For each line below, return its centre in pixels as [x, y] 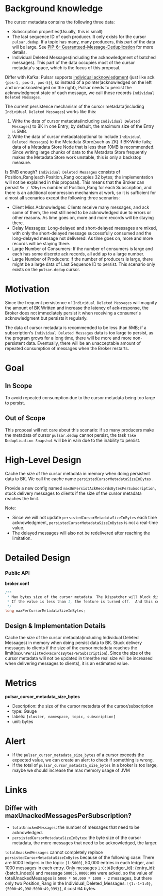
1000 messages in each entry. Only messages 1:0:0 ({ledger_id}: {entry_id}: [81, 868]
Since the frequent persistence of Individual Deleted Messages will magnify [81, 302]
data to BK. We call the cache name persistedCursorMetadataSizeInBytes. [79, 479]
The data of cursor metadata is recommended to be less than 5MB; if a [76, 328]
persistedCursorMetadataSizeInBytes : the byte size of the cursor [77, 838]
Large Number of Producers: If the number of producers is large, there [82, 259]
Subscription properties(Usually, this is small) [57, 31]
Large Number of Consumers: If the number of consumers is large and [82, 249]
